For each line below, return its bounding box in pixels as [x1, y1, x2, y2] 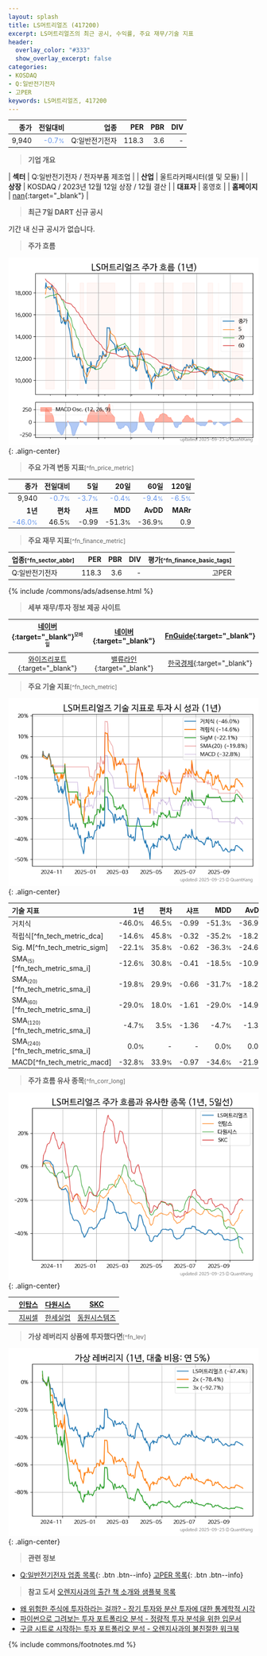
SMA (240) [11, 1037, 41, 1047]
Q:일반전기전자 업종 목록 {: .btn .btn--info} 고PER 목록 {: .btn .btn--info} [19, 1570, 244, 1580]
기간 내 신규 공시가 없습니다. [8, 223, 95, 234]
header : [8, 38, 34, 46]
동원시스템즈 [77, 1313, 117, 1322]
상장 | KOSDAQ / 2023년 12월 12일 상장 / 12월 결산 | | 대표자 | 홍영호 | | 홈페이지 [8, 181, 258, 191]
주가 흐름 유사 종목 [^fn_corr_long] [27, 1076, 126, 1085]
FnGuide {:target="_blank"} [164, 631, 256, 641]
